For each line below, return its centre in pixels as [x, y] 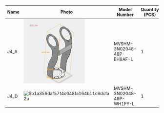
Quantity [150, 9]
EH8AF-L [123, 59]
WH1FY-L [124, 104]
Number [125, 15]
